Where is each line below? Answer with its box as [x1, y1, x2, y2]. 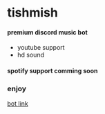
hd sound [17, 50, 45, 59]
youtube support [17, 44, 65, 52]
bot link [7, 99, 29, 108]
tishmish [7, 5, 59, 21]
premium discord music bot [7, 28, 88, 36]
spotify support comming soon [7, 66, 98, 75]
